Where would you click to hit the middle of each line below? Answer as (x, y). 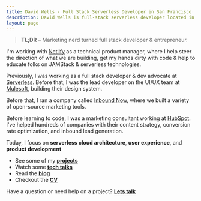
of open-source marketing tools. (46, 107)
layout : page (22, 23)
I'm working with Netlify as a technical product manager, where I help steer (99, 52)
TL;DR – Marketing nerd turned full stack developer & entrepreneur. (104, 40)
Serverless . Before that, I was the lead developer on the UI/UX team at (93, 82)
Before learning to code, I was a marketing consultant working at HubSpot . (98, 118)
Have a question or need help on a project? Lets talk (71, 191)
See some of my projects (46, 161)
